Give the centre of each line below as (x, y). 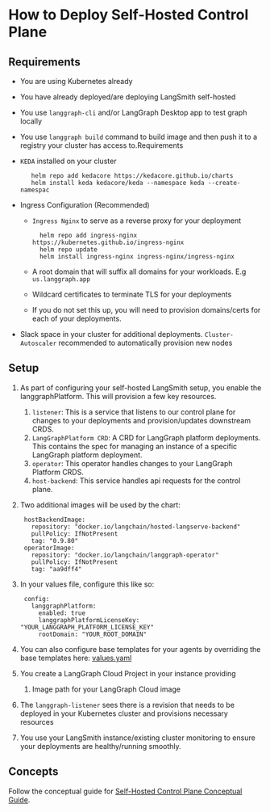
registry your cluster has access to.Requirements (102, 145)
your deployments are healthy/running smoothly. (100, 746)
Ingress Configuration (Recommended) (85, 205)
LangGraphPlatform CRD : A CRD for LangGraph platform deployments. (146, 437)
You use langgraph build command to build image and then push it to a (139, 137)
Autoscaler (38, 343)
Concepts (33, 772)
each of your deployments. (77, 318)
